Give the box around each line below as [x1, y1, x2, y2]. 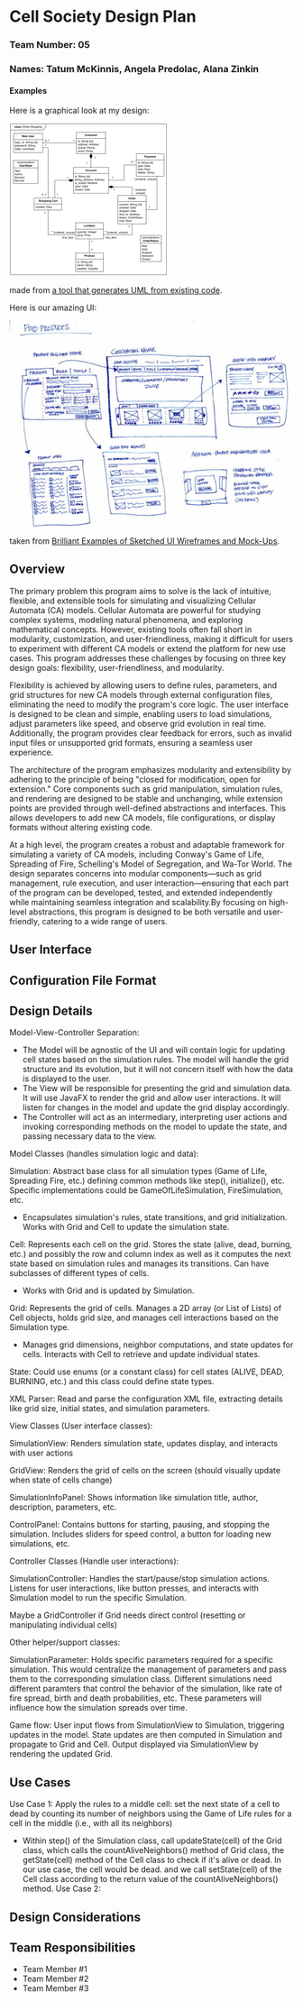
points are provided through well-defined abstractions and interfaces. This [9, 803, 287, 813]
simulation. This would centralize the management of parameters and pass [9, 1664, 287, 1675]
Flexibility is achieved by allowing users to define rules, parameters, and [9, 679, 278, 691]
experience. [9, 747, 54, 757]
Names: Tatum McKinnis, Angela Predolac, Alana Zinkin [9, 63, 260, 76]
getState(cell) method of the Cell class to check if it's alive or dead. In [22, 1855, 281, 1866]
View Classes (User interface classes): [9, 1420, 153, 1431]
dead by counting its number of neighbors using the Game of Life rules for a [9, 1808, 292, 1819]
